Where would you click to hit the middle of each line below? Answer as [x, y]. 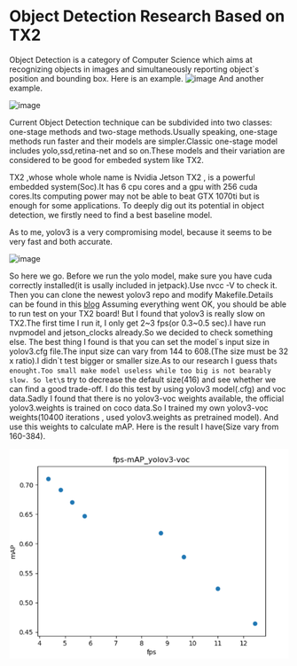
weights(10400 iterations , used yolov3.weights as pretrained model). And [144, 417]
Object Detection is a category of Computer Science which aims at [131, 59]
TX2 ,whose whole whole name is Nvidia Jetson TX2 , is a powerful [132, 177]
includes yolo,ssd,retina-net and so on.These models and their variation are [147, 150]
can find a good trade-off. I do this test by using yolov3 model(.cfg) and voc [148, 388]
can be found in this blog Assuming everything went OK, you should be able [148, 304]
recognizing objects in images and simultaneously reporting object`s [134, 69]
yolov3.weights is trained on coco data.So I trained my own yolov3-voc [139, 407]
